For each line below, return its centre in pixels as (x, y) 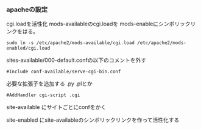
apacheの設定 (27, 9)
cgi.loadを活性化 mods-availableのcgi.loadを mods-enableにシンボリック (98, 24)
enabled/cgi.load (28, 48)
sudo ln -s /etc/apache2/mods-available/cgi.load (71, 43)
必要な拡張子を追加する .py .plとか (50, 84)
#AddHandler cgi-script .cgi (43, 95)
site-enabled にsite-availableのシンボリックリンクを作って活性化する (93, 120)
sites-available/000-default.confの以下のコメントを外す (76, 60)
